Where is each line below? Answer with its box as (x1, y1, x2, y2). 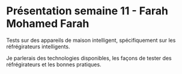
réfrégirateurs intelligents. (6, 43, 70, 50)
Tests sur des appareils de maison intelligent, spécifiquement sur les (6, 36, 176, 44)
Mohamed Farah (6, 17, 89, 30)
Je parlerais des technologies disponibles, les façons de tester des (6, 54, 172, 61)
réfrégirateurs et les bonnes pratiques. (6, 61, 102, 68)
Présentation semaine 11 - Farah (6, 4, 168, 18)
